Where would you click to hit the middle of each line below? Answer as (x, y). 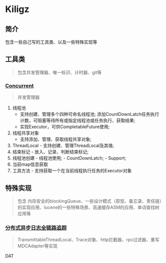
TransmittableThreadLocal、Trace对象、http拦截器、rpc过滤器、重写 (88, 240)
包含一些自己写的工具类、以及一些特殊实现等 (51, 42)
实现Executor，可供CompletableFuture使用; (65, 127)
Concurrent (19, 85)
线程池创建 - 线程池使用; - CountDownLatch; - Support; (69, 158)
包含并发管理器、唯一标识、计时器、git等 (59, 72)
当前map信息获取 (30, 165)
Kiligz (17, 9)
